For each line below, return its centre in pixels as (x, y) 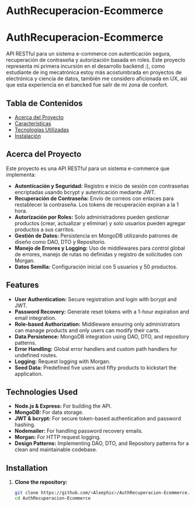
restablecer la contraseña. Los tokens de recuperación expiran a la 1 (97, 204)
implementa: (21, 174)
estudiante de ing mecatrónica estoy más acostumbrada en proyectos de (94, 73)
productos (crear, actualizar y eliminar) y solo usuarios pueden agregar (100, 223)
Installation (27, 468)
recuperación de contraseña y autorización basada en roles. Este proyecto (96, 60)
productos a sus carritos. (45, 229)
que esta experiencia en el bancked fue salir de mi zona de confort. (87, 85)
